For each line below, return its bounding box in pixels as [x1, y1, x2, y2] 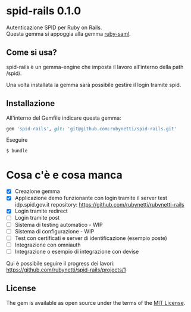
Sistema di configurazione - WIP [14, 227, 95, 235]
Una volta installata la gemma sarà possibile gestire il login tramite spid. [6, 81, 181, 88]
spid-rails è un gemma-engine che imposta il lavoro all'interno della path [6, 63, 184, 70]
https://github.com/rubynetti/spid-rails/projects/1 [6, 266, 126, 273]
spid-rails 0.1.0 [6, 4, 82, 18]
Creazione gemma [14, 188, 61, 195]
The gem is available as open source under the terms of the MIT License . [6, 299, 186, 306]
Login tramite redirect [14, 207, 68, 215]
